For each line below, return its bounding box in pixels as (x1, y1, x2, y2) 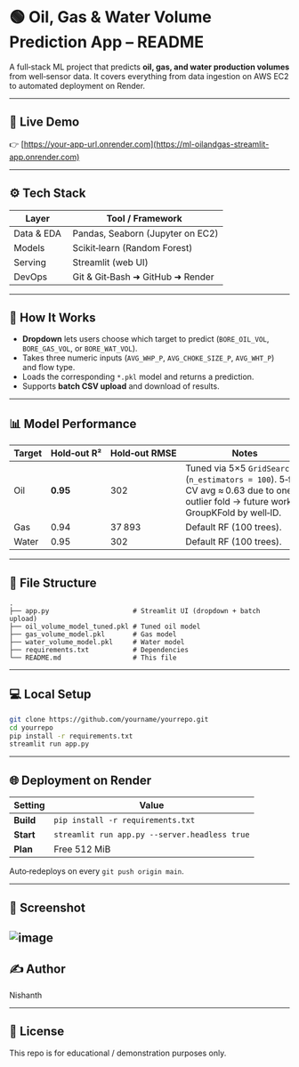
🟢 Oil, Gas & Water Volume (9, 7, 212, 28)
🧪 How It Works (9, 310, 96, 325)
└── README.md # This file (9, 653, 177, 662)
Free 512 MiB (53, 843, 111, 855)
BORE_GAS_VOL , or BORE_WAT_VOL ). (21, 344, 138, 354)
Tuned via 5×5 (185, 462, 246, 474)
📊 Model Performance (9, 416, 137, 432)
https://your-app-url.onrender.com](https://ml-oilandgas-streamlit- (23, 139, 270, 150)
